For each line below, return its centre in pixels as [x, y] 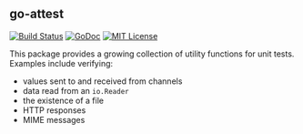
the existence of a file [63, 100]
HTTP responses [54, 110]
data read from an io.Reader [76, 90]
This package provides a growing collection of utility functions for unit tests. [152, 54]
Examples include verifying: [61, 63]
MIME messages [54, 119]
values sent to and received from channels [102, 81]
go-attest [37, 14]
